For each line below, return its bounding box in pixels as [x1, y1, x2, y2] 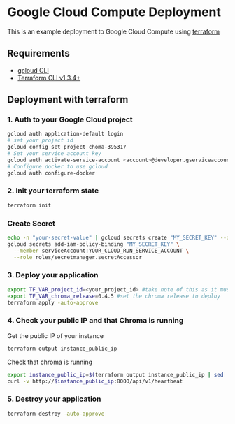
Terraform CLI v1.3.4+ [17, 73, 81, 82]
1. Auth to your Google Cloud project [7, 115, 133, 124]
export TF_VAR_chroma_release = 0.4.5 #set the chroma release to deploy [7, 293, 220, 300]
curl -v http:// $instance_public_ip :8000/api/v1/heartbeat [7, 378, 183, 385]
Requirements [7, 47, 70, 59]
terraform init [7, 202, 52, 209]
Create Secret [7, 218, 56, 228]
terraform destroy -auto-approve [7, 410, 105, 417]
